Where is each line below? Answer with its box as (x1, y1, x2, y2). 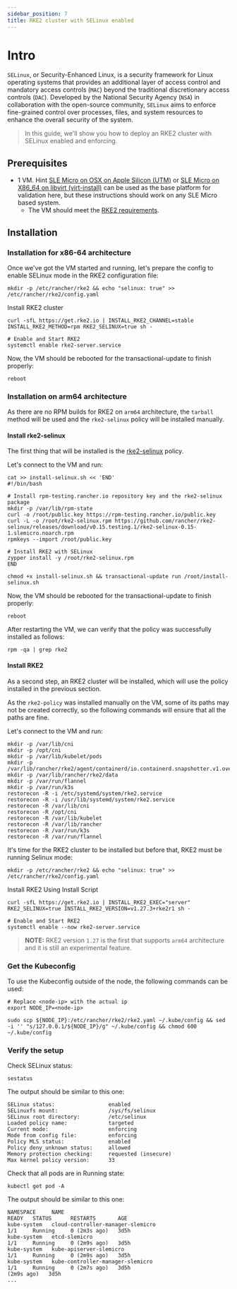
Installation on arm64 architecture (7, 391, 127, 401)
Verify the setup (7, 1045, 64, 1055)
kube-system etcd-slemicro (7, 1233, 93, 1241)
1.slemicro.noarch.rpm (7, 530, 74, 537)
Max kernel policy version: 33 (7, 1157, 115, 1164)
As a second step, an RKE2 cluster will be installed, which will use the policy (7, 677, 229, 685)
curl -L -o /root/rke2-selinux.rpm (7, 517, 112, 524)
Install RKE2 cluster (7, 303, 63, 311)
